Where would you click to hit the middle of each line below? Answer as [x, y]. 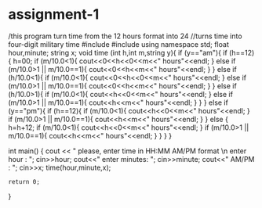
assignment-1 [54, 14]
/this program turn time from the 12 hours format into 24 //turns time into [125, 36]
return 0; [24, 181]
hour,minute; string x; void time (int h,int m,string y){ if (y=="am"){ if [118, 52]
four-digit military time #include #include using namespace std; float [118, 44]
